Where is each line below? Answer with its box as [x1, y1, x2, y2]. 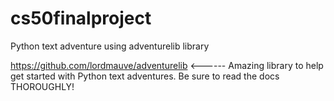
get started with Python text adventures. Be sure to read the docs [10, 70, 280, 82]
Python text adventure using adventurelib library [10, 40, 210, 52]
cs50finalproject [10, 7, 152, 30]
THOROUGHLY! [10, 80, 75, 92]
